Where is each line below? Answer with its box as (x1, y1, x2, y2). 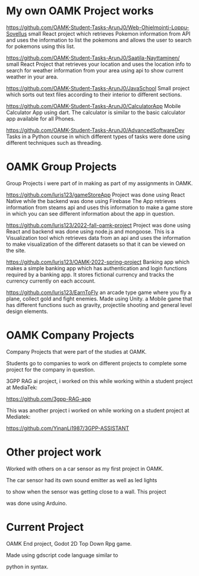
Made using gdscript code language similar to (6, 551, 119, 559)
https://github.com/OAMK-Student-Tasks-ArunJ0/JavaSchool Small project (6, 84, 190, 91)
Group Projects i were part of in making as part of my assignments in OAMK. (6, 179, 193, 186)
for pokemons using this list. (6, 43, 75, 50)
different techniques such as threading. (6, 139, 103, 146)
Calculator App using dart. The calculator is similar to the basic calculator (6, 109, 186, 116)
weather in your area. (6, 73, 58, 80)
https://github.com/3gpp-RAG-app (6, 395, 91, 402)
